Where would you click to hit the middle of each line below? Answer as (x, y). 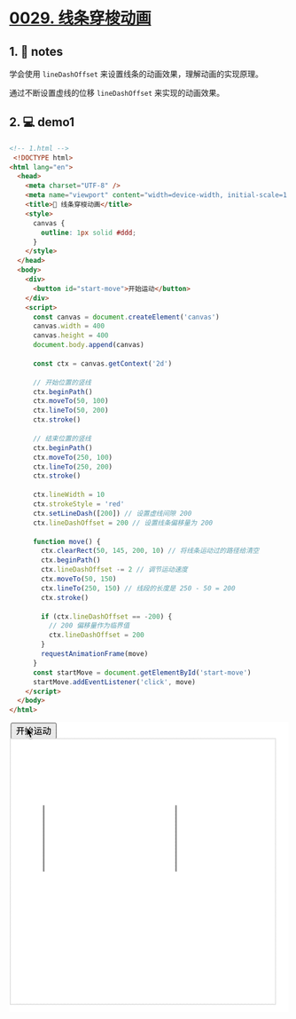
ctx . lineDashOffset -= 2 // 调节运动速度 (114, 570)
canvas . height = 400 (70, 336)
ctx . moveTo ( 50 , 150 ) (79, 579)
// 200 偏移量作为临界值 (89, 626)
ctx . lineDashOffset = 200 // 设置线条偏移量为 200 (123, 523)
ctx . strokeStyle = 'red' (78, 504)
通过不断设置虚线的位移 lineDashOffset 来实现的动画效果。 (117, 93)
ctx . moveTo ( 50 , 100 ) (70, 401)
